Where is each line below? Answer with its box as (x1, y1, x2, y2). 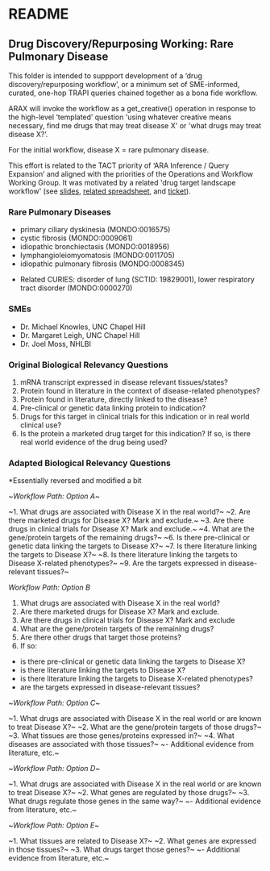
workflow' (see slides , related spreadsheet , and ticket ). (8, 186, 191, 196)
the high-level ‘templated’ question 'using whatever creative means (8, 112, 232, 122)
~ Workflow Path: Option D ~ (8, 764, 101, 773)
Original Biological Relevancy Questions (8, 359, 168, 370)
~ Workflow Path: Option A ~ (8, 491, 101, 501)
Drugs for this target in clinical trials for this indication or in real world (19, 411, 250, 421)
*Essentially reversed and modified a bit (8, 476, 143, 486)
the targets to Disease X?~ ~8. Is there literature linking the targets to (8, 550, 238, 560)
